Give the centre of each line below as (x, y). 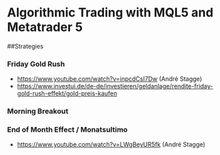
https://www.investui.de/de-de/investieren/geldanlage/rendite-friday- (115, 86)
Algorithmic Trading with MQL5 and (110, 13)
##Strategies (25, 46)
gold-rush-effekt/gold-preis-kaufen (67, 93)
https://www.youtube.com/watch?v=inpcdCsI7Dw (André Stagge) (110, 79)
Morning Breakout (38, 111)
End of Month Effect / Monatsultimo (67, 130)
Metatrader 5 (45, 27)
